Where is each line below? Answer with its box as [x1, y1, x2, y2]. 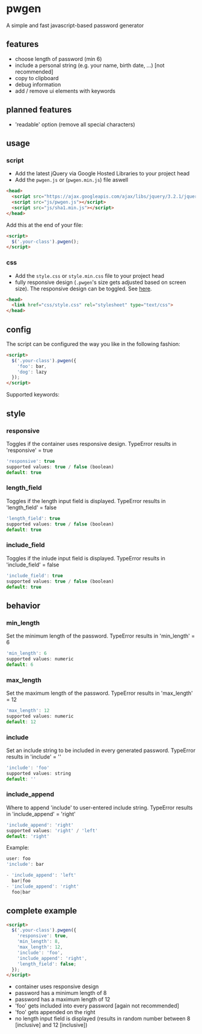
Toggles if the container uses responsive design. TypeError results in [6, 440, 177, 447]
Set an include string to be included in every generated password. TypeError [6, 747, 196, 754]
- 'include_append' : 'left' [6, 873, 77, 879]
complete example [6, 906, 77, 916]
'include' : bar [6, 861, 44, 868]
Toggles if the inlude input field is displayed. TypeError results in [6, 554, 165, 562]
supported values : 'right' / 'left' [6, 827, 98, 833]
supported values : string [6, 770, 71, 776]
